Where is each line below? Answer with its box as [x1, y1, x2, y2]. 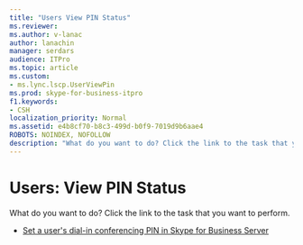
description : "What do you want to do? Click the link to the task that [9, 139, 289, 148]
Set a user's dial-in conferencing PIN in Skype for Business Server [22, 224, 269, 235]
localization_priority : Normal [9, 113, 127, 122]
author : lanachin [9, 38, 75, 48]
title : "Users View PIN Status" [9, 13, 131, 23]
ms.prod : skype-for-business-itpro [9, 88, 143, 97]
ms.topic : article [9, 64, 78, 73]
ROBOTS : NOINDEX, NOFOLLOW [9, 131, 111, 140]
